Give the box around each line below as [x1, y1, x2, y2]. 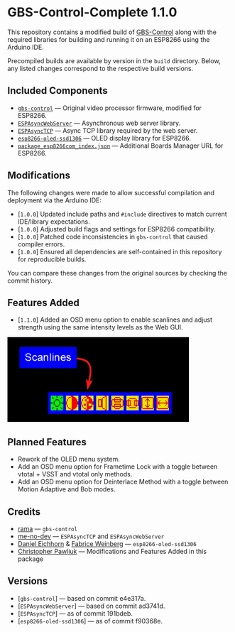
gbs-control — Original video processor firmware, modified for [17, 104, 202, 112]
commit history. [7, 276, 53, 285]
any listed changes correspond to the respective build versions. [7, 64, 194, 72]
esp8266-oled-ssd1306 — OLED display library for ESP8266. [17, 134, 192, 142]
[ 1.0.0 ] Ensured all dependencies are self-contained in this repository [17, 247, 222, 256]
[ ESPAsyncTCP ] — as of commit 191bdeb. [17, 609, 133, 618]
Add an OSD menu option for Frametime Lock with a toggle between [17, 462, 218, 471]
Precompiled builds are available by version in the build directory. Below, [7, 56, 222, 65]
